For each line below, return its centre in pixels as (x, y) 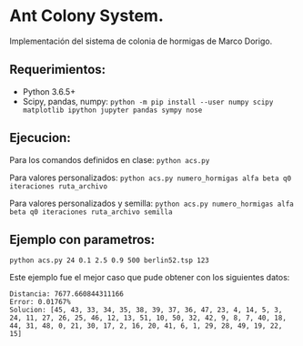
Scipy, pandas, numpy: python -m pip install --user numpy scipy (148, 101)
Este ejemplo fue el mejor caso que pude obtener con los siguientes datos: (150, 278)
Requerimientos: (58, 70)
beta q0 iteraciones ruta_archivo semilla (91, 212)
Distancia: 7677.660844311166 (67, 294)
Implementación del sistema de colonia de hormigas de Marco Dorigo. (141, 41)
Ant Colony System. (86, 16)
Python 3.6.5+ (49, 91)
